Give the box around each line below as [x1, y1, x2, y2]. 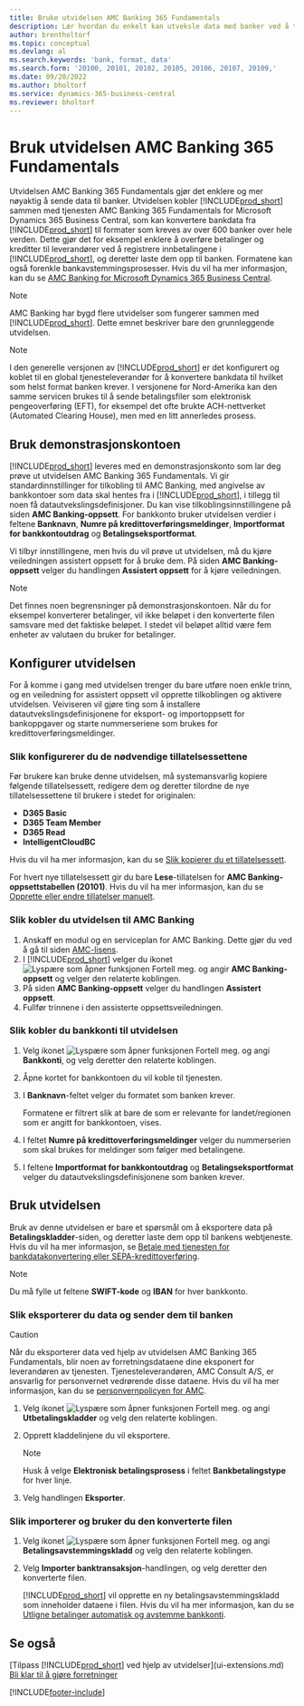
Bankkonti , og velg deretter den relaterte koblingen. [22, 1054, 217, 1066]
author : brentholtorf [9, 30, 91, 39]
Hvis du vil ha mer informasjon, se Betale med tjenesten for [9, 1241, 231, 1252]
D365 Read [22, 827, 66, 838]
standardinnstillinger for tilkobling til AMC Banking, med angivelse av [9, 480, 265, 491]
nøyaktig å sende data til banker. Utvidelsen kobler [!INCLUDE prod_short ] [9, 196, 283, 207]
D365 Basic [22, 808, 68, 819]
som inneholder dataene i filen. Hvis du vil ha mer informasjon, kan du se [22, 1600, 295, 1611]
